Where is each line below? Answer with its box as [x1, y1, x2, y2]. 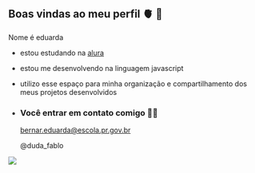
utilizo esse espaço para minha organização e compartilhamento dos [19, 79, 248, 88]
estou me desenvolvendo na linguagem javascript [19, 63, 184, 73]
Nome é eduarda [8, 32, 64, 42]
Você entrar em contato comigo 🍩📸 [19, 107, 158, 118]
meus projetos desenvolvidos [19, 87, 118, 96]
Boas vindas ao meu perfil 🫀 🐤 [8, 7, 163, 21]
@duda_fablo [19, 141, 64, 151]
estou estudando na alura [19, 48, 105, 57]
